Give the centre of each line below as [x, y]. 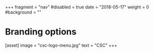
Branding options [41, 32]
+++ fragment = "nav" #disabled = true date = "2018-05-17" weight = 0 [77, 7]
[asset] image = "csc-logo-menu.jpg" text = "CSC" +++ [61, 45]
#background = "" [23, 12]
